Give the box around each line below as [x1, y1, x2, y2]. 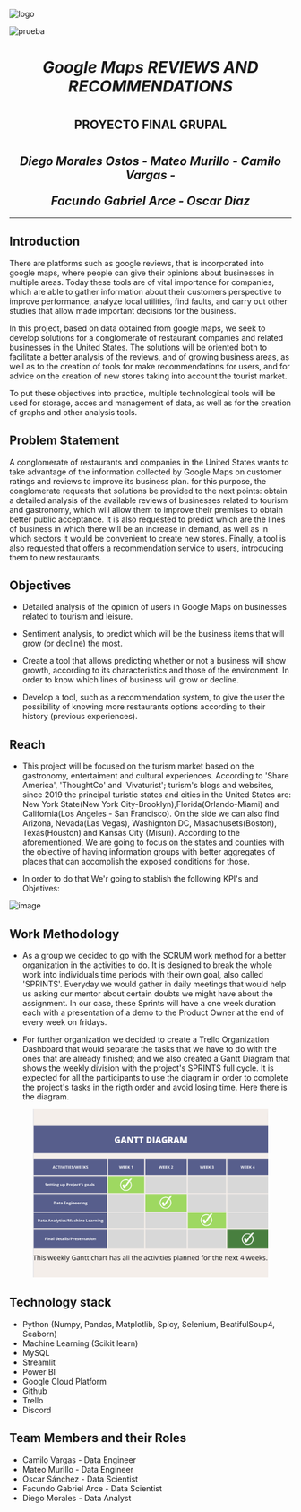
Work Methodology [9, 926, 120, 942]
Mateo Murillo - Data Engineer [21, 1464, 134, 1474]
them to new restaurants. [9, 552, 102, 562]
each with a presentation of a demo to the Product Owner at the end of [21, 1007, 285, 1018]
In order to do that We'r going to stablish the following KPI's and [21, 873, 259, 884]
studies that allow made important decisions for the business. [9, 305, 236, 316]
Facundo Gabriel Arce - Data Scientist [21, 1482, 163, 1493]
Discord [21, 1404, 52, 1415]
